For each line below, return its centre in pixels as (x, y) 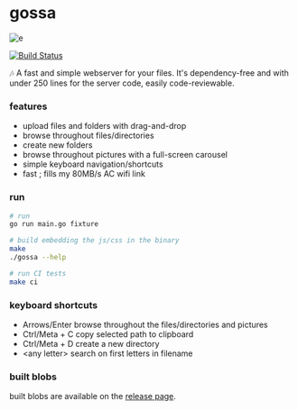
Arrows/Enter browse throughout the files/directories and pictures (145, 324)
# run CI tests (38, 273)
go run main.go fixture (54, 224)
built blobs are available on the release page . (93, 396)
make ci (24, 282)
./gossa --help (38, 258)
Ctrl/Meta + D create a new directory (91, 343)
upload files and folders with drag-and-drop (104, 126)
